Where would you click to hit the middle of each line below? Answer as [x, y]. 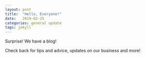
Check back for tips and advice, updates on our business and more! [73, 51]
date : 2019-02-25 [25, 18]
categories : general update [33, 23]
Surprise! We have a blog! [31, 41]
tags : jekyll [18, 28]
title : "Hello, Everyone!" [33, 14]
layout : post [18, 9]
